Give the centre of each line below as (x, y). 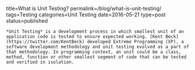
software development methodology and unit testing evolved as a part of (98, 47)
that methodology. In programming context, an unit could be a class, (94, 52)
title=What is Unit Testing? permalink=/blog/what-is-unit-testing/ (84, 8)
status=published (27, 21)
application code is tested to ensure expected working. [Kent (85, 37)
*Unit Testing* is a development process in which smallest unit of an (95, 32)
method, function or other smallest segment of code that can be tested (96, 57)
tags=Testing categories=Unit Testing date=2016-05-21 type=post (86, 15)
